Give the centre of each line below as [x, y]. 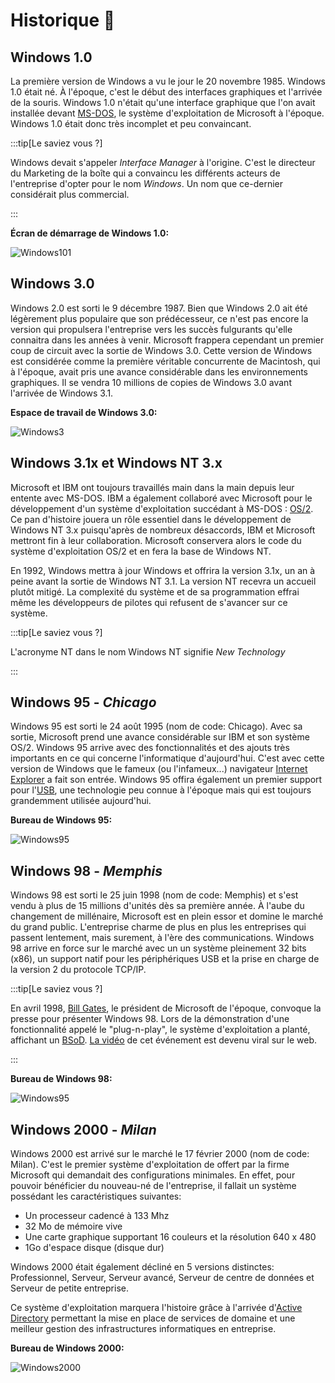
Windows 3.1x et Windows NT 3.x [116, 463]
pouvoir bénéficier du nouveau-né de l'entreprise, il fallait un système [153, 1186]
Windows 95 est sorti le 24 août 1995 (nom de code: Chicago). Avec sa [156, 726]
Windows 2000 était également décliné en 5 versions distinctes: [142, 1267]
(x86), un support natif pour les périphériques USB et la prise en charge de [165, 959]
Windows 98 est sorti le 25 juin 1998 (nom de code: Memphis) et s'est [154, 895]
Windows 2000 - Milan [83, 1129]
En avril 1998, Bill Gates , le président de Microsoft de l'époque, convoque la [166, 1008]
